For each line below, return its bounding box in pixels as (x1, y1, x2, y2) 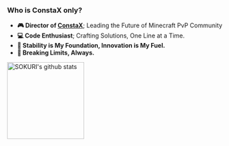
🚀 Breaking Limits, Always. (16, 48, 94, 57)
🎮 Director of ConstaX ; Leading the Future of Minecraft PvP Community (16, 21, 223, 29)
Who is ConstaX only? (7, 5, 83, 15)
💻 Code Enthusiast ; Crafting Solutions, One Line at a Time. (16, 31, 185, 40)
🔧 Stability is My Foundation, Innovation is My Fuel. (16, 42, 165, 50)
